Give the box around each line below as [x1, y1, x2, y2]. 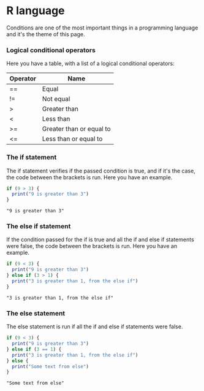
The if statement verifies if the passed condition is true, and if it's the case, [6, 167, 196, 174]
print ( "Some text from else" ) [12, 363, 89, 370]
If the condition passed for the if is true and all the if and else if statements [6, 236, 194, 243]
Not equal [42, 95, 70, 103]
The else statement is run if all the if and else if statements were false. [6, 323, 183, 330]
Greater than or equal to [42, 125, 111, 133]
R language [6, 4, 66, 18]
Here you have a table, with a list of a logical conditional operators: [6, 60, 175, 68]
